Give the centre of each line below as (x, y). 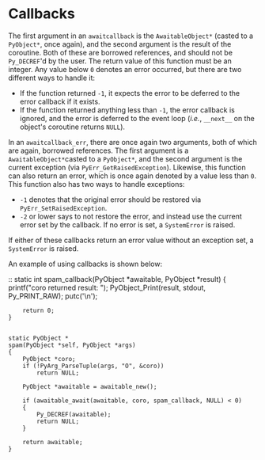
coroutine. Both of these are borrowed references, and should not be (121, 52)
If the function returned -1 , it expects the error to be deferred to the (129, 93)
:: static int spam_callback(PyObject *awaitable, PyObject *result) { (117, 279)
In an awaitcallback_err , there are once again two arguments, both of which (132, 142)
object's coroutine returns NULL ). (72, 127)
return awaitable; (53, 442)
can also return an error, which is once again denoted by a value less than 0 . (132, 176)
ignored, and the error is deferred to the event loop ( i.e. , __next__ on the (137, 118)
